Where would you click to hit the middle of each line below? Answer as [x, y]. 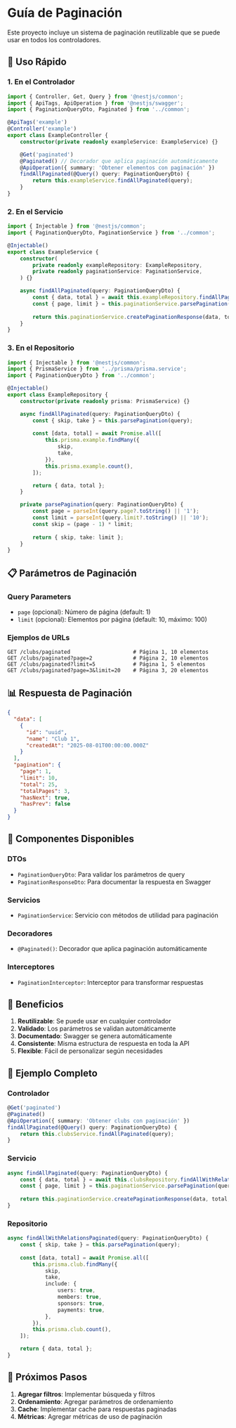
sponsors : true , [81, 1303]
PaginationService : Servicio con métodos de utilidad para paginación [118, 915]
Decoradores [30, 934]
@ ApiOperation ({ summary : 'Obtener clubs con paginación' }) [99, 1121]
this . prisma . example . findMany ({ [92, 440]
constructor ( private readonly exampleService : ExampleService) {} [119, 142]
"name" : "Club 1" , [53, 739]
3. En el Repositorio [41, 348]
